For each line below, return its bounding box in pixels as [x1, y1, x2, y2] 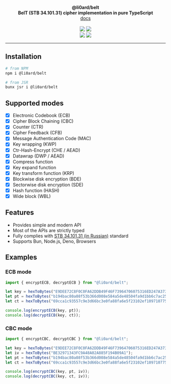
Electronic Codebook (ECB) [12, 112, 70, 119]
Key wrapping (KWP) [12, 141, 57, 147]
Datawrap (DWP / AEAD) [12, 153, 65, 159]
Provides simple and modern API [12, 222, 81, 228]
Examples [5, 253, 37, 262]
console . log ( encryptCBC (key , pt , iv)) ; [5, 369, 90, 374]
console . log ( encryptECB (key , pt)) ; [5, 308, 81, 313]
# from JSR [5, 80, 28, 85]
